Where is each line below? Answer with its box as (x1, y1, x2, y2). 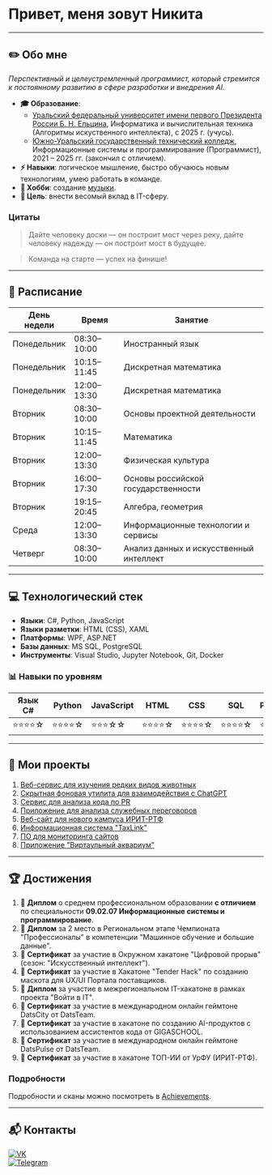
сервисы (123, 529, 159, 540)
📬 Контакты (8, 1123, 77, 1137)
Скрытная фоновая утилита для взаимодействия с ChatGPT (19, 788, 228, 798)
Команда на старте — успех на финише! (28, 254, 168, 264)
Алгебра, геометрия (123, 501, 204, 512)
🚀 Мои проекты (8, 758, 91, 772)
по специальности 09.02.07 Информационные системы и (19, 906, 225, 916)
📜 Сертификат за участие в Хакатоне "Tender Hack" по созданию (19, 966, 249, 976)
